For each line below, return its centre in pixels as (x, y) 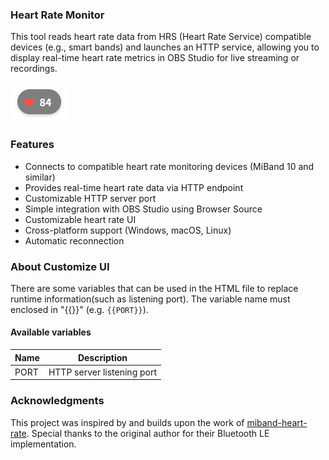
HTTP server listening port (103, 372)
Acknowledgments (57, 401)
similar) (40, 177)
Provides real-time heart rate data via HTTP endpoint (134, 187)
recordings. (34, 69)
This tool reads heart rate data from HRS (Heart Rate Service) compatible (161, 37)
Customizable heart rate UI (80, 219)
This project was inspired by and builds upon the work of (127, 422)
